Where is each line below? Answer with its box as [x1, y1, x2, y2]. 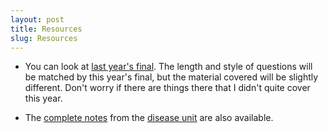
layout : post [10, 14, 65, 25]
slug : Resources [10, 33, 78, 43]
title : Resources [10, 24, 83, 34]
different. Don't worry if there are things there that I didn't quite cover [24, 82, 311, 94]
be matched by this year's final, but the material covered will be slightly [24, 71, 319, 83]
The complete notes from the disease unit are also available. [24, 112, 274, 124]
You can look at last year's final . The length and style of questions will [24, 61, 313, 73]
